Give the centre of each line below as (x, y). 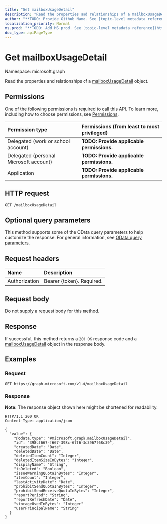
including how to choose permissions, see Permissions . (62, 114)
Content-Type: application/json (39, 421)
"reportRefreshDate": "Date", (45, 499)
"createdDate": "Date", (39, 447)
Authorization (23, 281)
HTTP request (27, 194)
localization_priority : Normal (38, 24)
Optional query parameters (48, 220)
